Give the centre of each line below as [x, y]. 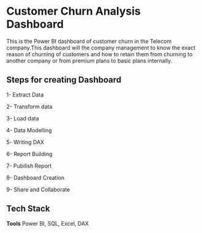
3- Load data [23, 118]
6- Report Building [30, 153]
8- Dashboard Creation [36, 177]
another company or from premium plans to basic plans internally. [89, 61]
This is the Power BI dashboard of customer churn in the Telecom [89, 41]
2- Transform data [29, 106]
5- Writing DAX [25, 142]
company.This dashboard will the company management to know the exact [101, 48]
